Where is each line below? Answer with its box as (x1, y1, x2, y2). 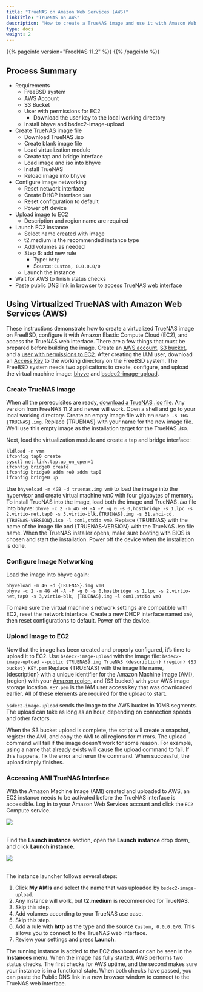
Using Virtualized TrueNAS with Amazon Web (6, 299, 182, 309)
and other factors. (6, 714, 52, 722)
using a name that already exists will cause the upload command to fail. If (6, 746, 190, 753)
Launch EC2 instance (15, 223, 68, 231)
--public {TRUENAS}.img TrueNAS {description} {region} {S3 (41, 659, 197, 665)
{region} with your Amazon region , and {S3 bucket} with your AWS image (6, 677, 190, 684)
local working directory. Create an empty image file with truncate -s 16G (6, 412, 188, 419)
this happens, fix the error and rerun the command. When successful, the (6, 752, 190, 759)
